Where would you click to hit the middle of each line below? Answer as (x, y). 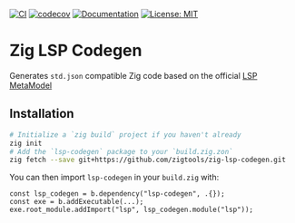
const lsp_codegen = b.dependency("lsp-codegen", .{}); (117, 194)
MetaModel (31, 85)
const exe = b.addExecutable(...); (77, 202)
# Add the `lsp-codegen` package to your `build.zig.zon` (121, 151)
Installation (42, 114)
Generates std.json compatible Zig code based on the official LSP (133, 75)
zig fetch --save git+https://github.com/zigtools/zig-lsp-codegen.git (147, 160)
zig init (26, 143)
